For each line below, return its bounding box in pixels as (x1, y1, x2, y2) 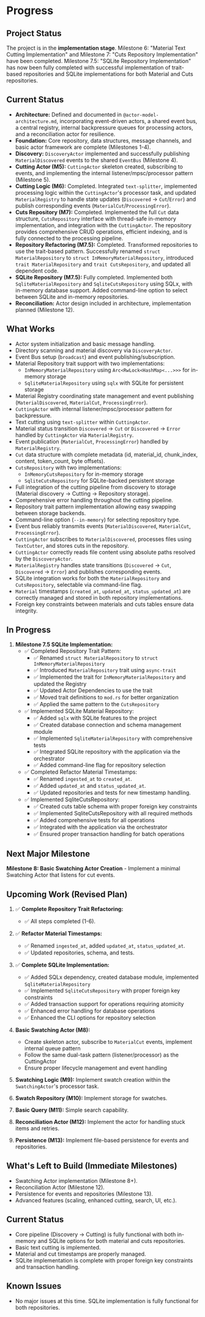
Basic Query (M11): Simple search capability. (15, 1106, 129, 1114)
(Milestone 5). (15, 176, 51, 183)
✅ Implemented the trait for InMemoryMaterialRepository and (33, 673, 186, 681)
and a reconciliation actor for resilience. (15, 130, 116, 138)
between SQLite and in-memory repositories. (15, 293, 129, 300)
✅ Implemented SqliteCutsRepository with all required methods (33, 810, 193, 817)
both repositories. (15, 1304, 60, 1311)
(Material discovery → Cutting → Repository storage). (15, 489, 150, 497)
